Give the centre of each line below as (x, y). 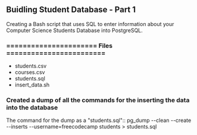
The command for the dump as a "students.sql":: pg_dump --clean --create (99, 120)
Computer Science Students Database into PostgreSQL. (74, 30)
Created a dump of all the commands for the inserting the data (98, 100)
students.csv (31, 66)
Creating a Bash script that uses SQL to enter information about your (90, 24)
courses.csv (30, 72)
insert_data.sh (32, 85)
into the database (32, 108)
